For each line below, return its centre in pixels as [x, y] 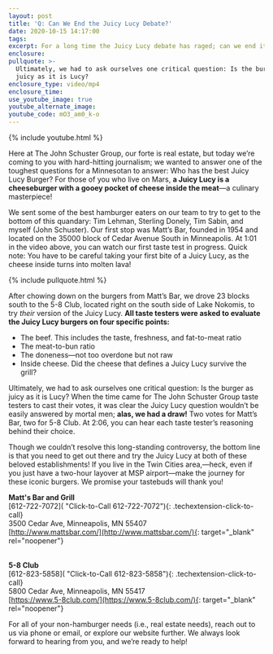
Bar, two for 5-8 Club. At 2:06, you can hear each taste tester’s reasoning [131, 423]
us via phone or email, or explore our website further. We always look [124, 633]
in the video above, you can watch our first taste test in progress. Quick [128, 247]
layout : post [30, 16]
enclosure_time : [36, 92]
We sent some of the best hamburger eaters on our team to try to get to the [135, 212]
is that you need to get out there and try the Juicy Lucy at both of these [128, 456]
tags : [17, 39]
